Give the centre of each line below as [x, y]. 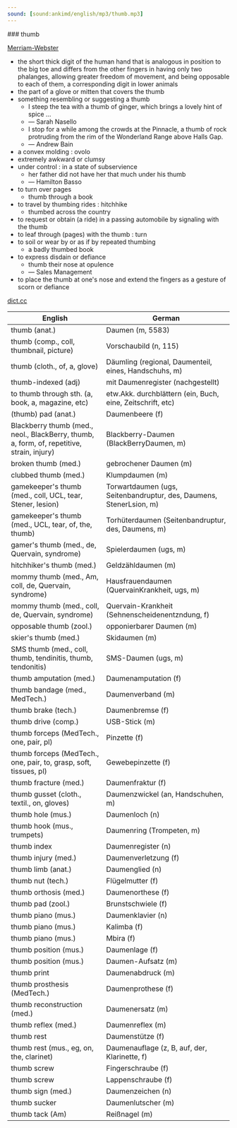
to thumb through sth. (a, [52, 393]
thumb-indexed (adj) [46, 382]
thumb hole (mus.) [41, 814]
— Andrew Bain [51, 144]
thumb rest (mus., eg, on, [52, 1047]
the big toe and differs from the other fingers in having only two [110, 69]
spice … [39, 114]
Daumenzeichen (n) [139, 1091]
